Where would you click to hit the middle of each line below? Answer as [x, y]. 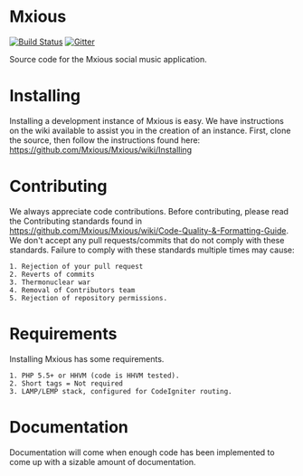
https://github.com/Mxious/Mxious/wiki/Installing [101, 149]
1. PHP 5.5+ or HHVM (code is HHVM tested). [95, 376]
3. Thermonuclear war [50, 282]
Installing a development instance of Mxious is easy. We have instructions [147, 120]
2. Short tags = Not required [66, 383]
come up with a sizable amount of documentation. [103, 462]
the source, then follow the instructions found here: [105, 140]
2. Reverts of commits [52, 274]
